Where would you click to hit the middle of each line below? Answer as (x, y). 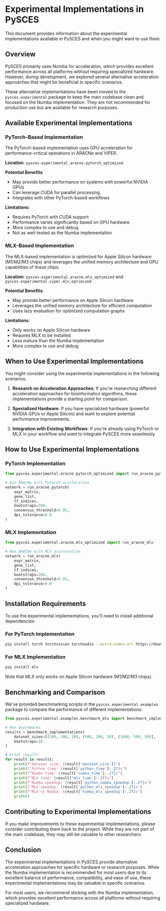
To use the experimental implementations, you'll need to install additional (79, 615)
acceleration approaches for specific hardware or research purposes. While (82, 867)
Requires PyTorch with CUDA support (50, 217)
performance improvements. (41, 419)
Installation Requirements (46, 604)
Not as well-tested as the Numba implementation (62, 233)
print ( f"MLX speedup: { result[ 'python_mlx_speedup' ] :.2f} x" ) (78, 787)
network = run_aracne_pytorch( (37, 487)
